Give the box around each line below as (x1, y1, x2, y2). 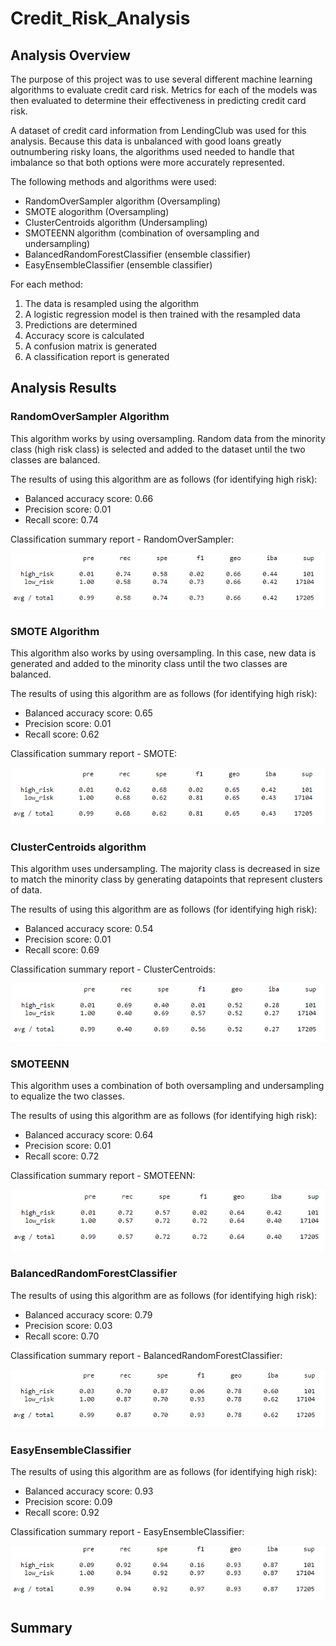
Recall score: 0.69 (24, 944, 100, 956)
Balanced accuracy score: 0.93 (24, 1485, 154, 1497)
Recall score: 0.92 (24, 1507, 100, 1519)
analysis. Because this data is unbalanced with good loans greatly (10, 135, 282, 147)
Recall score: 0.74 (24, 513, 99, 526)
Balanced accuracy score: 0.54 (24, 923, 154, 935)
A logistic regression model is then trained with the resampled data (24, 308, 301, 320)
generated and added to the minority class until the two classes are (10, 657, 288, 669)
